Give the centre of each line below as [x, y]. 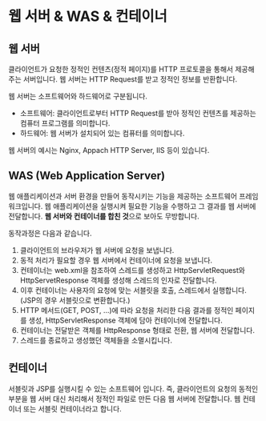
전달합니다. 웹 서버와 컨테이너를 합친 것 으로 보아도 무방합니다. [104, 216]
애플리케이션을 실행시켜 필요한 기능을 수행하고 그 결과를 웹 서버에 [155, 206]
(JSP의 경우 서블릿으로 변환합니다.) [75, 300]
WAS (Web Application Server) [87, 176]
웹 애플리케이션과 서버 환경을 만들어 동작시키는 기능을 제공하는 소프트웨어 [123, 196]
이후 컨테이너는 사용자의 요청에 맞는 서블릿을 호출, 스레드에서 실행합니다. [133, 290]
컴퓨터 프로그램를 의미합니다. [65, 123]
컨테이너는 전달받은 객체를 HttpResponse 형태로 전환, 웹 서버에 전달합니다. [137, 330]
